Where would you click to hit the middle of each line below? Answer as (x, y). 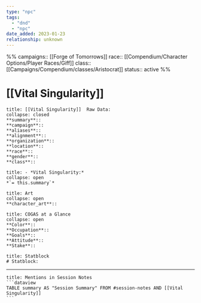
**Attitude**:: (25, 240)
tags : (13, 17)
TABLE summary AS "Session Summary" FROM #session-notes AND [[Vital (95, 288)
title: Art (20, 193)
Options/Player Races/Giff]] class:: (49, 63)
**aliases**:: (24, 130)
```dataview (21, 283)
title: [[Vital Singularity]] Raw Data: (59, 109)
